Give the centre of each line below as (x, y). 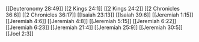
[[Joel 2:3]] (20, 34)
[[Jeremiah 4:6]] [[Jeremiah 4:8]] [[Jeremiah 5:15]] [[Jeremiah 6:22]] (91, 21)
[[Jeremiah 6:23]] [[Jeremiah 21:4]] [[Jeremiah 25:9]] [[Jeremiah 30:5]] (94, 27)
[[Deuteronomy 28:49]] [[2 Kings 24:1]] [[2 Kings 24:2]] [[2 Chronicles (93, 9)
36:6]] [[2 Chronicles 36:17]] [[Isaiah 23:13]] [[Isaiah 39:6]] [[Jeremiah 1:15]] (99, 15)
